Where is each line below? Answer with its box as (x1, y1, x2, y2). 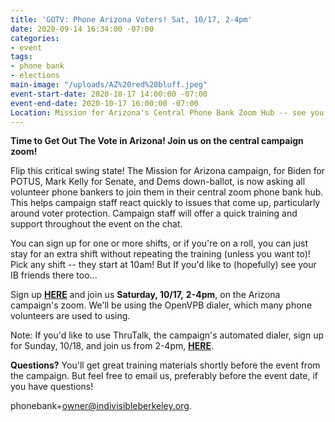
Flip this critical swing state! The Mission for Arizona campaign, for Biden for (10, 165, 326, 177)
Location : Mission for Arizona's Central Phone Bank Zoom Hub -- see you (10, 107, 325, 118)
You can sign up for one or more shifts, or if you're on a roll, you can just (10, 237, 309, 250)
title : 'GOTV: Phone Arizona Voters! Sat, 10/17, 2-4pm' (10, 14, 253, 25)
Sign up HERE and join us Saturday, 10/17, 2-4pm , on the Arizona (10, 289, 281, 301)
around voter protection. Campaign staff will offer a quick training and (10, 207, 298, 220)
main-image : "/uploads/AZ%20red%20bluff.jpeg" (10, 80, 208, 90)
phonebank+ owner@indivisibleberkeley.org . (10, 400, 192, 412)
